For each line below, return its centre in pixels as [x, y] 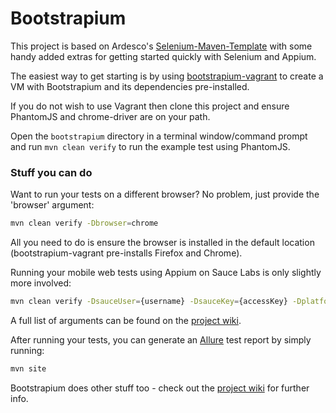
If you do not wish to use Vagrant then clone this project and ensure [150, 106]
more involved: [41, 283]
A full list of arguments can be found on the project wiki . [126, 320]
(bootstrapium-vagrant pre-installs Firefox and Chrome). [126, 253]
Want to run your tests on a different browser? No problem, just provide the [165, 194]
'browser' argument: [52, 205]
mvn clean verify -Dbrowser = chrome [84, 223]
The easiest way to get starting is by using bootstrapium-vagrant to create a [167, 76]
